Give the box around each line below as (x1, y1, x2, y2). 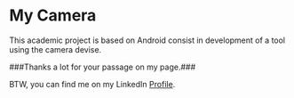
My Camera (9, 5, 97, 26)
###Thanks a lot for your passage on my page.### (9, 61, 196, 72)
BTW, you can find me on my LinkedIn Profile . (9, 78, 176, 89)
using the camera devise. (9, 44, 102, 54)
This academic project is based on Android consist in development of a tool (9, 35, 286, 45)
